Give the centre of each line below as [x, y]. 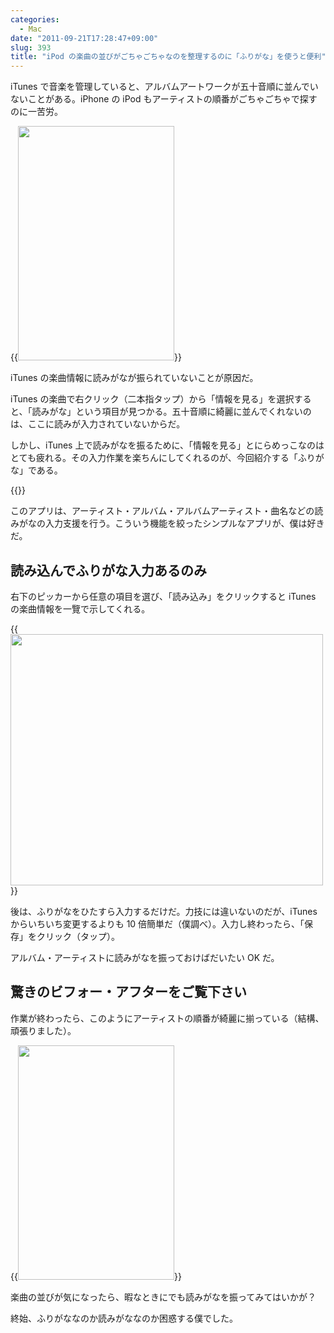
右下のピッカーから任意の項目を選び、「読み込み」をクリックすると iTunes [163, 596]
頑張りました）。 [43, 1030]
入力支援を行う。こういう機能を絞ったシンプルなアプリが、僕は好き [184, 523]
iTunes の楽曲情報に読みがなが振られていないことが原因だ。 [134, 378]
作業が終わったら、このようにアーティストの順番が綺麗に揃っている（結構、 [167, 1018]
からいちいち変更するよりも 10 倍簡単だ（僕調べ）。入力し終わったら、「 [157, 923]
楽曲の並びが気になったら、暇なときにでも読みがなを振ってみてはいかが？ [163, 1297]
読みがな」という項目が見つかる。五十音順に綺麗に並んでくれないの [171, 412]
